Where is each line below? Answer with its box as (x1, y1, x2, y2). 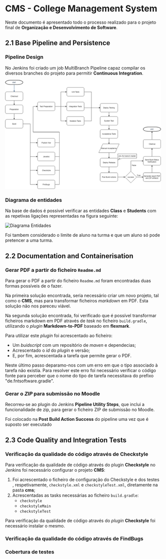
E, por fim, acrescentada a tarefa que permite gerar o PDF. (12, 353, 132, 358)
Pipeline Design (5, 54, 43, 61)
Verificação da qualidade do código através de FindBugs (5, 535, 144, 542)
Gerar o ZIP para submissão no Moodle (5, 390, 100, 397)
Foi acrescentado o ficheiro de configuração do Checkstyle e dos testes (12, 477, 160, 483)
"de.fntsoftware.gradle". (5, 378, 54, 384)
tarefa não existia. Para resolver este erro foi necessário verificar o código (5, 368, 157, 373)
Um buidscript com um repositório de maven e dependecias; (12, 342, 136, 348)
